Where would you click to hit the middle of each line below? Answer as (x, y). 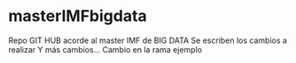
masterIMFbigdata (78, 16)
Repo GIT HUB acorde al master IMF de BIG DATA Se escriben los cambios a (148, 40)
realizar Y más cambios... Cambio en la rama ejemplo (105, 49)
